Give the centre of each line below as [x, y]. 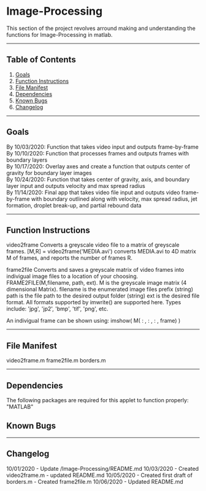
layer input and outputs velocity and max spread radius [76, 186]
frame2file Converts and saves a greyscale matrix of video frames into [95, 270]
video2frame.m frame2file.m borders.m [56, 361]
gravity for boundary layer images [49, 173]
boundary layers [27, 160]
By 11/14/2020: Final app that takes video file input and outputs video [93, 192]
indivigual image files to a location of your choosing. [72, 276]
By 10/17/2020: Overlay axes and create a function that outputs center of [98, 166]
